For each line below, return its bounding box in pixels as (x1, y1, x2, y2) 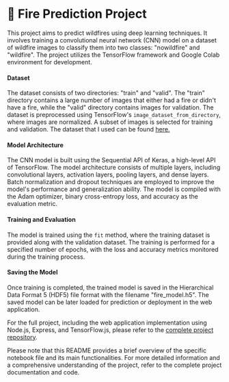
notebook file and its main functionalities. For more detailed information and (7, 353, 220, 361)
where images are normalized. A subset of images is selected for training (7, 118, 213, 126)
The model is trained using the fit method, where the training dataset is (7, 231, 211, 239)
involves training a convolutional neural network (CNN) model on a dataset (7, 36, 217, 44)
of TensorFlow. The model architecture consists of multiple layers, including (7, 164, 221, 172)
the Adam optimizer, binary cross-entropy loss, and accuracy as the (7, 192, 198, 201)
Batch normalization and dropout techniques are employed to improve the (7, 178, 215, 186)
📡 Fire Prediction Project (7, 6, 147, 22)
